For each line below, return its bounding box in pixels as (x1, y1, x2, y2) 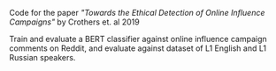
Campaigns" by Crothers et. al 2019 (9, 17, 140, 27)
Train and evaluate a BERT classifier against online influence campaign (9, 34, 267, 44)
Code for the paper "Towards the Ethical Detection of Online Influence (9, 8, 265, 18)
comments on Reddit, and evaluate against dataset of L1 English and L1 (9, 43, 267, 53)
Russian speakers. (9, 53, 76, 62)
